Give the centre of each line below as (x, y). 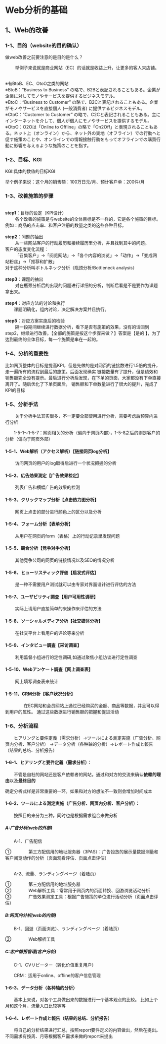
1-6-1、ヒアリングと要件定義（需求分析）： (48, 763)
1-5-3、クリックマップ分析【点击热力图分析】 (52, 500)
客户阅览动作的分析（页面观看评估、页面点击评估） (57, 858)
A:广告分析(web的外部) (29, 828)
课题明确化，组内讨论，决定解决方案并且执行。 (62, 309)
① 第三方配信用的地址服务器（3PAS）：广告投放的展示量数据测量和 (82, 851)
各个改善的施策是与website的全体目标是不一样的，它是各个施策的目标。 (88, 219)
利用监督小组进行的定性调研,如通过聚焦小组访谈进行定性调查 (76, 657)
